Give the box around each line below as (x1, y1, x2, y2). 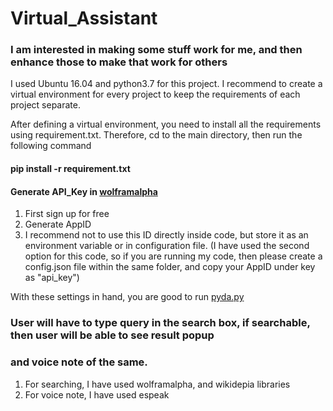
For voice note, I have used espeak (24, 388, 170, 401)
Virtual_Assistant (10, 7, 158, 30)
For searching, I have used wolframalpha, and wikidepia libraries (24, 378, 291, 390)
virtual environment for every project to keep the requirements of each (10, 88, 301, 101)
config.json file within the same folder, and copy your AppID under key (24, 261, 316, 273)
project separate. (10, 99, 81, 111)
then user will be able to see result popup (10, 328, 215, 342)
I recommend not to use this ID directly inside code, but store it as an (24, 229, 309, 241)
